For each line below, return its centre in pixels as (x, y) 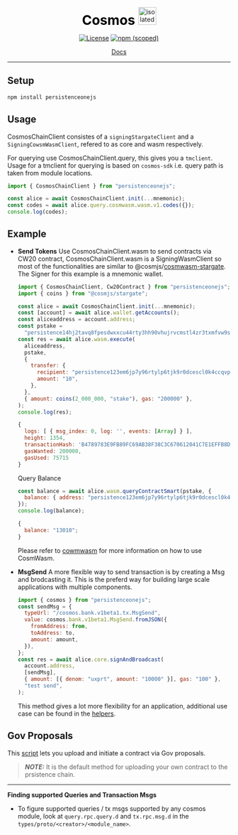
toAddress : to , (53, 633)
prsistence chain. (50, 774)
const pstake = (40, 326)
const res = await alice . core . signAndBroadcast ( (91, 659)
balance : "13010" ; (51, 530)
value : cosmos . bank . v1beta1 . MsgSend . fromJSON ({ (96, 620)
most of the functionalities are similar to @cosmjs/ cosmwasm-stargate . (121, 266)
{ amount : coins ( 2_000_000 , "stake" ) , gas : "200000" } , (108, 399)
